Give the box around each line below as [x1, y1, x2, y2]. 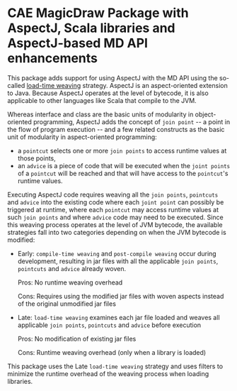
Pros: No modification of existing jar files [17, 334, 137, 343]
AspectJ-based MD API [7, 35, 149, 51]
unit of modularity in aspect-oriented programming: [7, 133, 157, 141]
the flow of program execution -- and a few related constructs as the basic [7, 125, 225, 133]
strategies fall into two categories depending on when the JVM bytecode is [7, 228, 226, 236]
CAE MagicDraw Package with [7, 5, 189, 21]
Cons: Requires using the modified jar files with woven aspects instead [17, 292, 224, 300]
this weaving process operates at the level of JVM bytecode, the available [7, 220, 223, 228]
